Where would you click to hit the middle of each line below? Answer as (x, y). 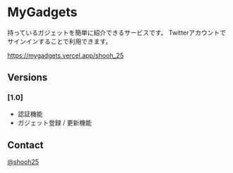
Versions (28, 78)
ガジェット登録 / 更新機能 (54, 122)
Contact (25, 145)
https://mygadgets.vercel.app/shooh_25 (66, 55)
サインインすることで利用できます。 (60, 41)
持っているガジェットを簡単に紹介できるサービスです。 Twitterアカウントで (117, 32)
